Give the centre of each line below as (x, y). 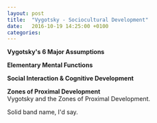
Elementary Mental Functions (50, 65)
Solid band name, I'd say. (43, 112)
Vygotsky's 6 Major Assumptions (56, 52)
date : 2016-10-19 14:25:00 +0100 (58, 26)
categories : (24, 32)
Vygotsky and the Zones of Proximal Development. (79, 99)
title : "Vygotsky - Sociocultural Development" (78, 20)
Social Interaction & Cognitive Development (70, 79)
